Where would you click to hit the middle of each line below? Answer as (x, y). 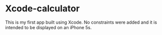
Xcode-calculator (42, 9)
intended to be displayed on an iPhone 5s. (48, 27)
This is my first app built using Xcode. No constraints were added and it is (81, 22)
